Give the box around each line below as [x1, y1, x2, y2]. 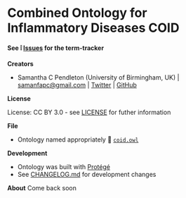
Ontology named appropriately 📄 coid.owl [17, 135, 139, 144]
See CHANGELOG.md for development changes [17, 171, 157, 179]
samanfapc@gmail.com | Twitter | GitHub [17, 81, 137, 89]
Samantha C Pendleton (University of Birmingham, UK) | [17, 73, 180, 82]
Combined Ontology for [7, 5, 147, 21]
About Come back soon [7, 184, 77, 192]
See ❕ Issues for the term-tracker [7, 44, 104, 52]
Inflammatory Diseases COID [7, 20, 180, 36]
